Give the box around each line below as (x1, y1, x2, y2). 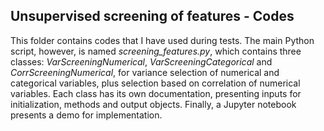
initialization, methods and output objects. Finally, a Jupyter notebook (10, 98, 297, 110)
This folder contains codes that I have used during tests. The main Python (10, 34, 315, 46)
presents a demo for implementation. (10, 109, 163, 121)
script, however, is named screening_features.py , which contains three (10, 45, 302, 57)
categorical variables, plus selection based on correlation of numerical (10, 77, 301, 89)
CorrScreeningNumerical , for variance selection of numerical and (10, 66, 280, 78)
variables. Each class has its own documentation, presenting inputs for (10, 87, 302, 99)
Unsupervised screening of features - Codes (10, 8, 295, 25)
